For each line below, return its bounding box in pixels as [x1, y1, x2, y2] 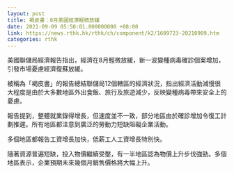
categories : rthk [7, 36, 58, 43]
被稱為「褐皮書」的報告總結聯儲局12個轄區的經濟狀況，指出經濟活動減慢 [7, 79, 215, 88]
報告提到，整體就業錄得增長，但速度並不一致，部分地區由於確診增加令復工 [7, 112, 221, 120]
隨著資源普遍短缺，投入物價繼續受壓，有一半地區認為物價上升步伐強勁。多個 [7, 150, 227, 158]
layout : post [7, 10, 45, 17]
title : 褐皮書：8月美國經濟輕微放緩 [7, 17, 100, 24]
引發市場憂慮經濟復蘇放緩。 [7, 65, 87, 73]
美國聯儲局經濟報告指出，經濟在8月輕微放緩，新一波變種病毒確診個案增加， [7, 56, 225, 65]
